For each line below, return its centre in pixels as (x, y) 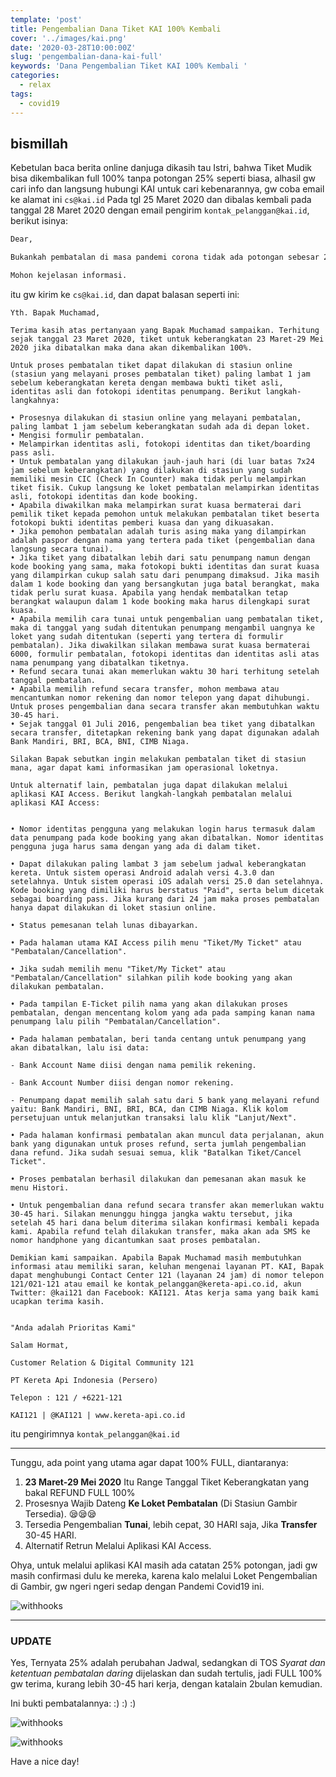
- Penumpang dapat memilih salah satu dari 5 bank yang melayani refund (165, 1100)
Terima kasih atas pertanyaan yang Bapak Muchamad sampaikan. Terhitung (165, 330)
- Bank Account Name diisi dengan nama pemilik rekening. (133, 1065)
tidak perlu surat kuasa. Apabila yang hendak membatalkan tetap (149, 592)
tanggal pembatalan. (53, 680)
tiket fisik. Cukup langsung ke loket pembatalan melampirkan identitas (165, 487)
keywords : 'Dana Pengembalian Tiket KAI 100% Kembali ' (129, 66)
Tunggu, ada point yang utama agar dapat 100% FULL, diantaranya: (149, 1462)
